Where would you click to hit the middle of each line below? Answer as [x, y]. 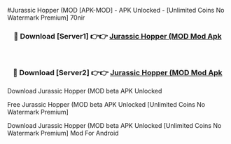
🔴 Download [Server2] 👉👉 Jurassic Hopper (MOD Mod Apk [118, 73]
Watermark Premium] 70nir [46, 18]
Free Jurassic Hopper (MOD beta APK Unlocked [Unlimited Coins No [106, 104]
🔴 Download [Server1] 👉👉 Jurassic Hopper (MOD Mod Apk [118, 36]
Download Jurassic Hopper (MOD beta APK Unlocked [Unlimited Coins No [114, 125]
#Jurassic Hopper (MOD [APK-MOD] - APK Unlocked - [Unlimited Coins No [116, 10]
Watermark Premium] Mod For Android [63, 133]
